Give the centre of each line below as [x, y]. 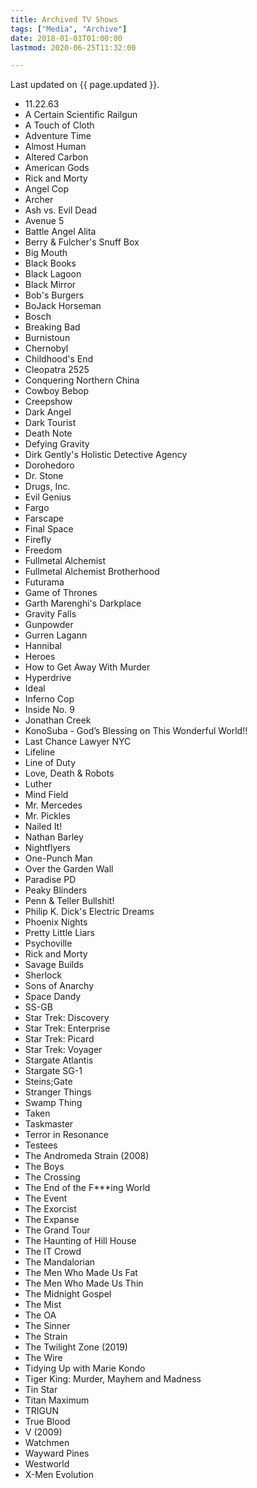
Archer [39, 200]
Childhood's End [59, 359]
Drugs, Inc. [47, 487]
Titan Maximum [57, 1400]
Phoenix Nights [56, 922]
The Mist [43, 1305]
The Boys [44, 1167]
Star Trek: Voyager [63, 1050]
